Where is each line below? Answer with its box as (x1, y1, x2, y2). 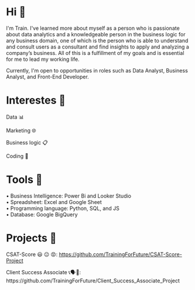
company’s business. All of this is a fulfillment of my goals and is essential (6, 49, 184, 56)
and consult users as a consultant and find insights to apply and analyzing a (6, 43, 189, 50)
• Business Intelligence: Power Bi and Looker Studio (6, 192, 132, 199)
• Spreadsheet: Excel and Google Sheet (6, 198, 102, 205)
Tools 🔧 (6, 173, 43, 187)
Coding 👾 (6, 152, 29, 160)
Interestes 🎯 (6, 94, 66, 107)
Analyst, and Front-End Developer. (6, 73, 89, 80)
